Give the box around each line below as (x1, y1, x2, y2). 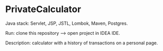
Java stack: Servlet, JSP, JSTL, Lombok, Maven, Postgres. (5, 20, 128, 26)
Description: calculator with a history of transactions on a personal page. (5, 39, 158, 46)
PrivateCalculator (5, 4, 81, 15)
